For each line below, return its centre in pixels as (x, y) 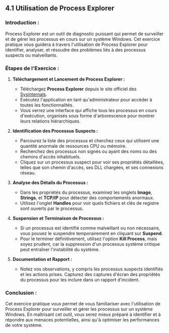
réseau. (28, 173)
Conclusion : (21, 293)
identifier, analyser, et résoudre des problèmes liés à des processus (76, 49)
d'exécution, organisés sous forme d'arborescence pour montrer (87, 116)
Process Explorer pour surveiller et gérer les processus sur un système (79, 309)
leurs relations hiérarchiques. (50, 121)
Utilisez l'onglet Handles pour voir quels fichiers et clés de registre (89, 203)
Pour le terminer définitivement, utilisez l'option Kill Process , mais (89, 239)
